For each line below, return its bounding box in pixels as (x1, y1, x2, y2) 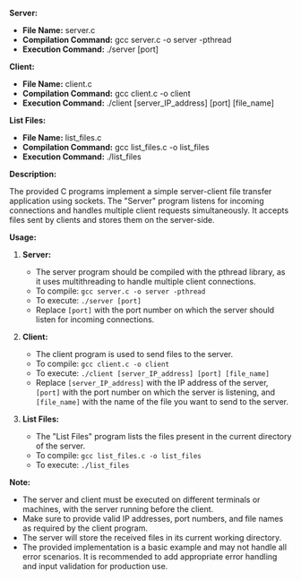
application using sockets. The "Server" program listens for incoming (9, 196, 264, 206)
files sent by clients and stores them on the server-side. (9, 215, 215, 225)
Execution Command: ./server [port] (21, 44, 159, 55)
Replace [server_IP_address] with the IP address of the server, (35, 378, 269, 388)
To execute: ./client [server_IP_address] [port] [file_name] (35, 368, 271, 379)
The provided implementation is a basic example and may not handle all (21, 542, 288, 552)
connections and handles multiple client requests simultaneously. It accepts (9, 205, 289, 216)
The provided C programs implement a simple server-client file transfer (9, 186, 272, 196)
